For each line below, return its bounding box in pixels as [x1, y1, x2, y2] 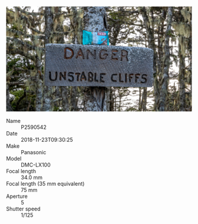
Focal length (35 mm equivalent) [6, 180, 85, 187]
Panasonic [21, 148, 47, 155]
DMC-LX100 [21, 161, 51, 168]
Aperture [6, 193, 28, 200]
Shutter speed [6, 205, 41, 212]
